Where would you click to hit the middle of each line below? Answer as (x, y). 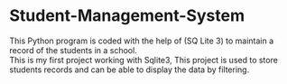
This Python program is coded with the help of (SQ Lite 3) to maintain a (142, 41)
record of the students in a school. (73, 50)
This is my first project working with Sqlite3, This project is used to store (143, 60)
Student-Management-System (127, 16)
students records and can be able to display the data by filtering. (130, 70)
